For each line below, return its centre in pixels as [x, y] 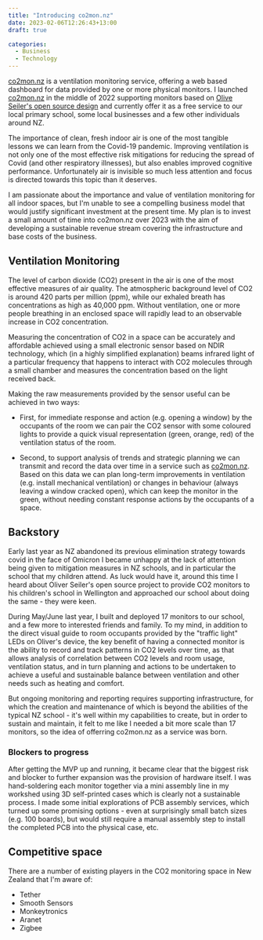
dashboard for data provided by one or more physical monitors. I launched [128, 89]
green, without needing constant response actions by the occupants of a [137, 499]
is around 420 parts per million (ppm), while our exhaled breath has [117, 297]
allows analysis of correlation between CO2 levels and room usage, [117, 658]
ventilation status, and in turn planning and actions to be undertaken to [122, 666]
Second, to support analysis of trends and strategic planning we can [130, 457]
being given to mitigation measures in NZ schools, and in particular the [122, 568]
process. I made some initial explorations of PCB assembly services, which [129, 802]
